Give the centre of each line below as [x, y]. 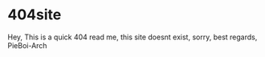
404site [35, 15]
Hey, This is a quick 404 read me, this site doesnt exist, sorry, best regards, [132, 37]
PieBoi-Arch [27, 45]
